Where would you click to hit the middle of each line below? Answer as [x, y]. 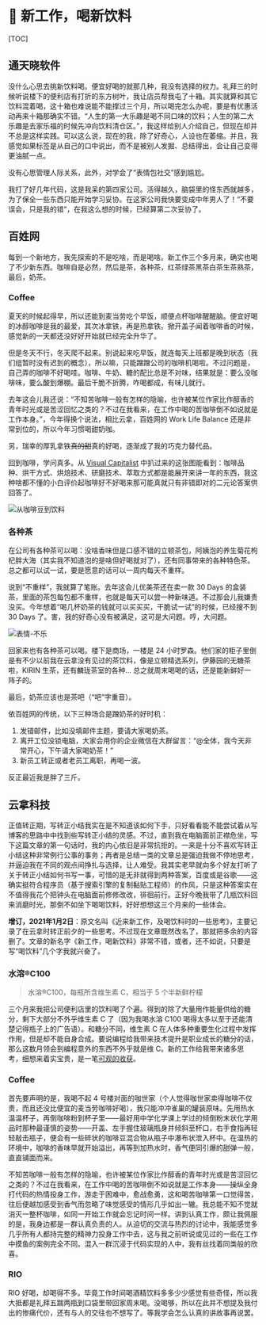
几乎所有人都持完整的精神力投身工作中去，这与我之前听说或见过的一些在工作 [133, 1234]
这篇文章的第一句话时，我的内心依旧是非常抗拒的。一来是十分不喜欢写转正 [136, 845]
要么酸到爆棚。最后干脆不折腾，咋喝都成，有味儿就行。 [119, 382]
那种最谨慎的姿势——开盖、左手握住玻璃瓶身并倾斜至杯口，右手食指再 [136, 1128]
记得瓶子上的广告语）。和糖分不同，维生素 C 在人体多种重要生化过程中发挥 [136, 1029]
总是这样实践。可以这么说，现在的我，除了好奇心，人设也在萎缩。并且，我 [136, 136]
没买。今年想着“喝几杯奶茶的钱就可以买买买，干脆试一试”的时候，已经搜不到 [133, 607]
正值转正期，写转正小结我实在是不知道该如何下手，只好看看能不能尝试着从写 [133, 825]
